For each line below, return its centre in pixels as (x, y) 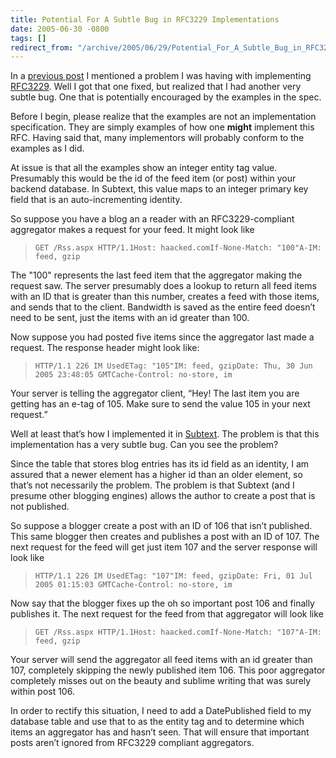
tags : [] (28, 38)
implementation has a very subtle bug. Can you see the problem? (144, 445)
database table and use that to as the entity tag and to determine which (157, 722)
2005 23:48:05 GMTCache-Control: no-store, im (133, 375)
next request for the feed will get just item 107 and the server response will (164, 547)
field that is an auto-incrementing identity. (96, 200)
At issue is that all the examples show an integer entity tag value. (144, 168)
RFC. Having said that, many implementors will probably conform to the (157, 138)
